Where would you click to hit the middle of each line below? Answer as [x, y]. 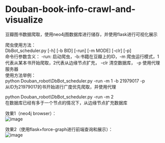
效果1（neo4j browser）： [31, 113]
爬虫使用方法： [20, 45]
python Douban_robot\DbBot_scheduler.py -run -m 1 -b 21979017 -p [75, 80]
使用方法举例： [20, 75]
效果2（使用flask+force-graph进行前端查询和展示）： [59, 129]
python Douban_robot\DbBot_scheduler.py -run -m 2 [59, 96]
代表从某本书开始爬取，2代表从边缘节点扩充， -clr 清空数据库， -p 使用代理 [83, 62]
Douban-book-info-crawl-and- [70, 9]
